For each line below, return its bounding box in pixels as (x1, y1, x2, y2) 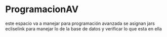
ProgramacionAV (5, 4, 79, 15)
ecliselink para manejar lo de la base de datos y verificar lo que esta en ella (5, 25, 162, 31)
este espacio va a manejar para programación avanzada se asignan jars (5, 20, 155, 26)
